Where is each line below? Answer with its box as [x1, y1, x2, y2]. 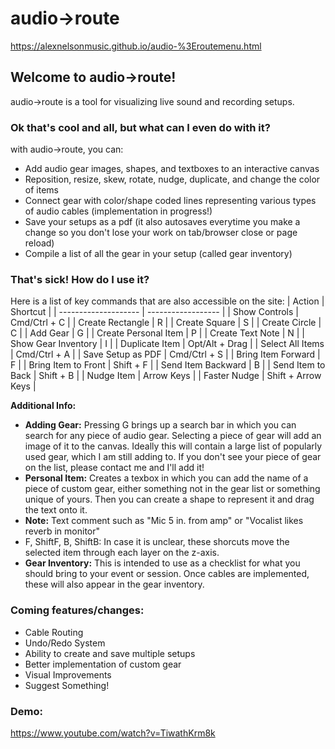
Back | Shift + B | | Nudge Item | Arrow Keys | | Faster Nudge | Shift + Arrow [10, 370, 322, 382]
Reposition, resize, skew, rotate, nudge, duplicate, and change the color [24, 173, 321, 186]
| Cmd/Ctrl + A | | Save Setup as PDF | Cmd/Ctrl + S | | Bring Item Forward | [10, 348, 321, 361]
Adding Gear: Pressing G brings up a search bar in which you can [24, 419, 297, 431]
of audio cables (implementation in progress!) [24, 205, 213, 217]
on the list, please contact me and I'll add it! [24, 462, 205, 474]
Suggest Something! [24, 679, 110, 691]
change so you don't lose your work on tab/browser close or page [24, 227, 298, 239]
